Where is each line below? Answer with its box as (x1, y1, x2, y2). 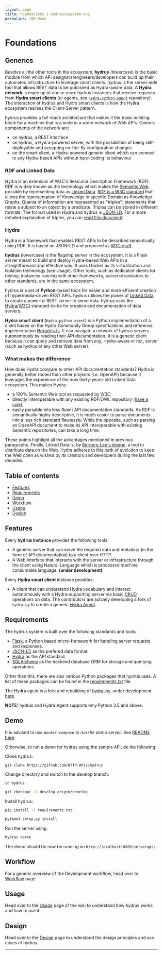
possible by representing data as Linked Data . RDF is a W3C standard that (5, 188, 153, 194)
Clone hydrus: (5, 753, 33, 759)
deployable (12, 145, 35, 151)
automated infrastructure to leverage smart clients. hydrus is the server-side (5, 80, 158, 85)
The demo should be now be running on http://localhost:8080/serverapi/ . (5, 843, 157, 849)
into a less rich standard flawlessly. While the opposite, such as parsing (12, 417, 155, 423)
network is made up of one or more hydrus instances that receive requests (5, 90, 155, 96)
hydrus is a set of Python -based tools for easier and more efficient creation (5, 287, 156, 293)
